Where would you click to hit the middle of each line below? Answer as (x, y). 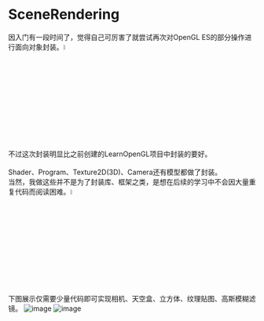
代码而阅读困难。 (42, 192)
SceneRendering (64, 15)
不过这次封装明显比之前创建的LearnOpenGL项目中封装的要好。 (110, 154)
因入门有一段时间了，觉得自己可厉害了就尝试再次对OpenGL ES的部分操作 (126, 37)
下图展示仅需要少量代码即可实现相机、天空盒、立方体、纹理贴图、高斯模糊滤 (132, 299)
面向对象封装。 (39, 47)
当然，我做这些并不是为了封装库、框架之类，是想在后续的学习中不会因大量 (128, 182)
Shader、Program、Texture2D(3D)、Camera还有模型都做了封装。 (115, 172)
